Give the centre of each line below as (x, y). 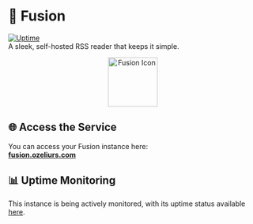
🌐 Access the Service (62, 127)
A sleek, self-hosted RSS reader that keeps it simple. (94, 46)
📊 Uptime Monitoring (62, 181)
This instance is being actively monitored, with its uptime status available (127, 203)
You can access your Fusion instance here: (78, 146)
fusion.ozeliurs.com (42, 155)
